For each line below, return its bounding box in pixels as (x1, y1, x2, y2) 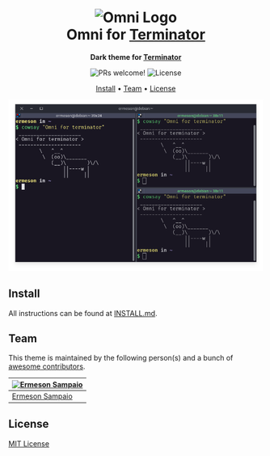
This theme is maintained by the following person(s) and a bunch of (8, 353, 234, 363)
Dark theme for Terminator (90, 52, 182, 61)
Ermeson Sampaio (11, 391, 73, 401)
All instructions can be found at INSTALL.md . (8, 308, 158, 318)
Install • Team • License (95, 83, 176, 93)
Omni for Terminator (65, 26, 206, 44)
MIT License (8, 438, 50, 448)
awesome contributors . (8, 361, 86, 371)
